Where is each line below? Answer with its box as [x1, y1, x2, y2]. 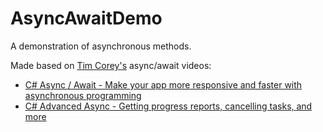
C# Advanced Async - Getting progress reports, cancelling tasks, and [24, 100, 313, 112]
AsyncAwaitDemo [10, 7, 163, 30]
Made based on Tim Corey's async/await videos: [10, 59, 212, 71]
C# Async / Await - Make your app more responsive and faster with [24, 78, 303, 91]
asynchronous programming [24, 89, 142, 101]
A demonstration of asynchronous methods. [10, 40, 192, 52]
